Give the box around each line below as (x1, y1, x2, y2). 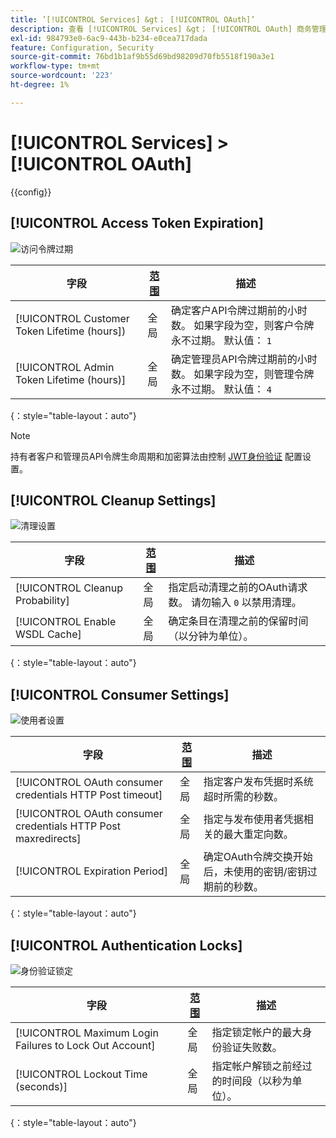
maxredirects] (15, 832, 82, 846)
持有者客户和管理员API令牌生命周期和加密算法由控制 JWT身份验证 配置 (10, 450, 303, 462)
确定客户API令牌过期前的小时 (171, 303, 308, 317)
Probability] (15, 594, 70, 608)
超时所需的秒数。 (203, 790, 284, 804)
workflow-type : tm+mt (10, 61, 101, 71)
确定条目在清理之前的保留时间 (168, 614, 309, 628)
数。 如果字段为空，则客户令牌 (171, 318, 315, 332)
